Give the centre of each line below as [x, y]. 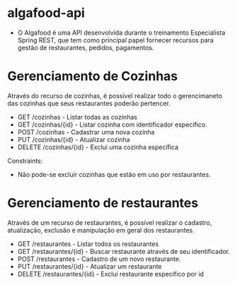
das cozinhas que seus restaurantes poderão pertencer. [89, 103]
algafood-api [46, 13]
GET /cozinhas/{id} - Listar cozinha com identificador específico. [112, 124]
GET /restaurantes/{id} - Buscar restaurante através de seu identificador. [124, 251]
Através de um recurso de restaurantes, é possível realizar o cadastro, [110, 222]
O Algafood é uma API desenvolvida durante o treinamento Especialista [121, 33]
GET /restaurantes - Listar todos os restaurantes [88, 244]
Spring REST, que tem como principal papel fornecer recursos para [116, 40]
